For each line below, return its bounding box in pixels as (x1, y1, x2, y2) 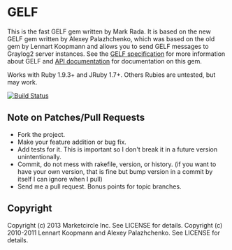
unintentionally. (17, 152, 61, 161)
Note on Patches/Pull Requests (7, 112, 145, 124)
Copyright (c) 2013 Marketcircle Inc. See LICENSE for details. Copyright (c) (7, 221, 223, 229)
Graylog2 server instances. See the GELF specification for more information (7, 50, 226, 58)
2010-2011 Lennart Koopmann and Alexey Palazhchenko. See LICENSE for (7, 228, 220, 237)
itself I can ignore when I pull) (17, 175, 103, 183)
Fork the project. (17, 130, 66, 138)
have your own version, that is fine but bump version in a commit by (17, 167, 213, 175)
